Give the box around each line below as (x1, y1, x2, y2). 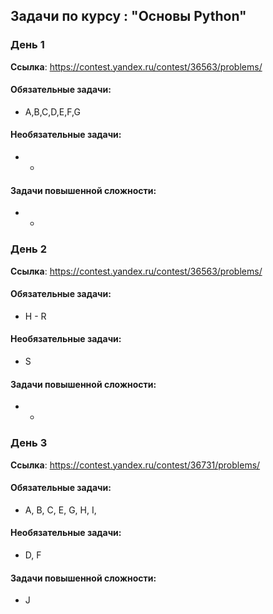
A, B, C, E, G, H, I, (24, 504, 97, 516)
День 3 (10, 436, 48, 450)
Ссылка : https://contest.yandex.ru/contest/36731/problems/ (10, 459, 261, 471)
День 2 (10, 242, 47, 256)
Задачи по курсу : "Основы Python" (10, 8, 247, 25)
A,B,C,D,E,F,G (24, 105, 81, 118)
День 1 (10, 38, 45, 52)
